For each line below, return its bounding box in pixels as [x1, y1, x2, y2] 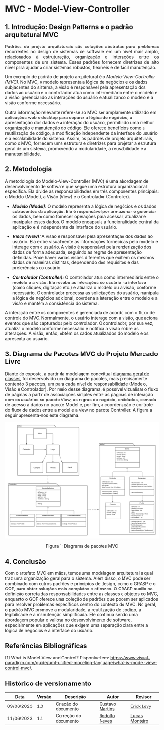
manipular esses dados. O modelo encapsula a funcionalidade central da [12, 219, 159, 225]
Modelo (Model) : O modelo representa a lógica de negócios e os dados [12, 203, 157, 209]
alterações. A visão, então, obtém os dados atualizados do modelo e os [5, 330, 149, 336]
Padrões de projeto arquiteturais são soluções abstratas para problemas [5, 44, 159, 49]
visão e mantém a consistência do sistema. [12, 300, 99, 306]
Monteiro [130, 718, 149, 724]
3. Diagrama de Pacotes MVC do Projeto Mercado [5, 350, 158, 358]
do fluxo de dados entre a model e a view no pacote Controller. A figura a [5, 407, 153, 413]
